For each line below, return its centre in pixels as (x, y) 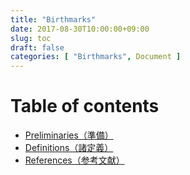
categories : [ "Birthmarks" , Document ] (96, 57)
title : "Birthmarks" (53, 19)
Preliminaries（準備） (69, 135)
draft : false (37, 47)
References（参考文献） (74, 160)
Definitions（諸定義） (69, 148)
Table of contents (85, 106)
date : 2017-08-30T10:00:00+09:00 (80, 29)
